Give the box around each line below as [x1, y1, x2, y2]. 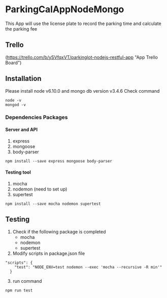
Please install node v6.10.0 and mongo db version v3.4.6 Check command [5, 88, 160, 94]
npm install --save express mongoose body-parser [5, 158, 113, 164]
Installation [5, 74, 42, 83]
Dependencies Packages [5, 114, 68, 121]
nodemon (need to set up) [12, 186, 68, 192]
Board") [5, 60, 22, 66]
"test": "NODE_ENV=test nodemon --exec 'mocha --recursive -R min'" [14, 264, 162, 269]
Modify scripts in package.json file [12, 250, 85, 256]
